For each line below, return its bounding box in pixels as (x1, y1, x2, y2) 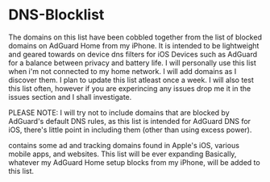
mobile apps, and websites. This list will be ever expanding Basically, (8, 149, 237, 159)
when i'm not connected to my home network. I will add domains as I (8, 66, 237, 76)
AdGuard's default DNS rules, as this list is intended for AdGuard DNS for (8, 116, 251, 126)
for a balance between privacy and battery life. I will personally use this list (8, 58, 256, 68)
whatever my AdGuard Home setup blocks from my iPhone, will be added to (8, 157, 260, 167)
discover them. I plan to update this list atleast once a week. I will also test (8, 75, 254, 85)
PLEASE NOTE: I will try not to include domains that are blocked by (8, 107, 230, 118)
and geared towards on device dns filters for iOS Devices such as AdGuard (8, 49, 258, 59)
